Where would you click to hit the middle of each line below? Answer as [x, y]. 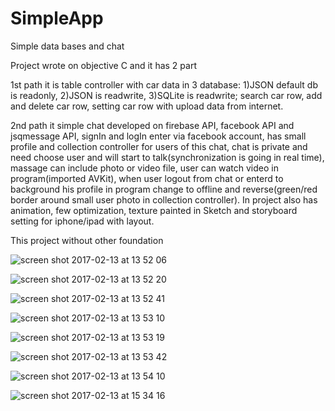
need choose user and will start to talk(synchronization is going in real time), [167, 157]
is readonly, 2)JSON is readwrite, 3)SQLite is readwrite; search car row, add [166, 95]
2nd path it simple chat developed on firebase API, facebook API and [152, 125]
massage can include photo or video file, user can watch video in [144, 168]
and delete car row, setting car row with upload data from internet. [147, 106]
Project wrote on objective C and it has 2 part [103, 65]
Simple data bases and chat [67, 46]
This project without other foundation [87, 240]
